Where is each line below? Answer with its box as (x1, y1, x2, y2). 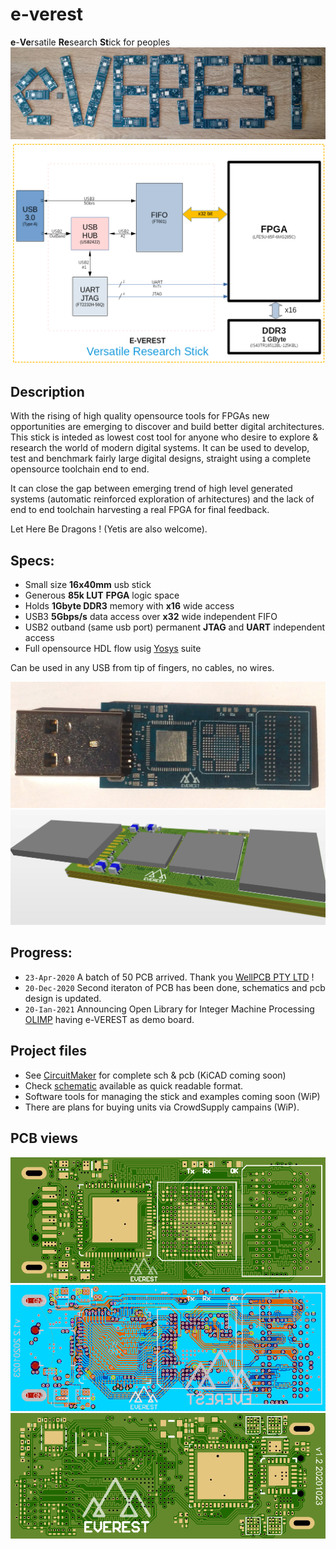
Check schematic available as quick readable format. (24, 1079, 244, 1092)
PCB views (10, 1130, 79, 1147)
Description (10, 383, 85, 400)
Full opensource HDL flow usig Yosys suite (24, 643, 202, 655)
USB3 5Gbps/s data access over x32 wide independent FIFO (24, 611, 278, 623)
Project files (10, 1043, 87, 1060)
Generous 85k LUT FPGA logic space (24, 589, 180, 602)
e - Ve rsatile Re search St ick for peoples (10, 36, 171, 48)
